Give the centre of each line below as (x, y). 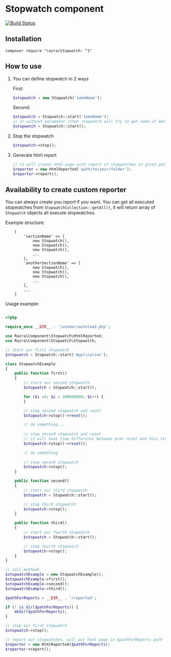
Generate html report (35, 155)
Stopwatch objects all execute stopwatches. (50, 213)
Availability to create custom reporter (66, 190)
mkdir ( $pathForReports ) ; (41, 612)
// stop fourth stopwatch (51, 546)
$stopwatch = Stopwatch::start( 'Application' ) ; (57, 354)
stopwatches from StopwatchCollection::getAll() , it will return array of (80, 207)
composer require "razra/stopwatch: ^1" (49, 51)
